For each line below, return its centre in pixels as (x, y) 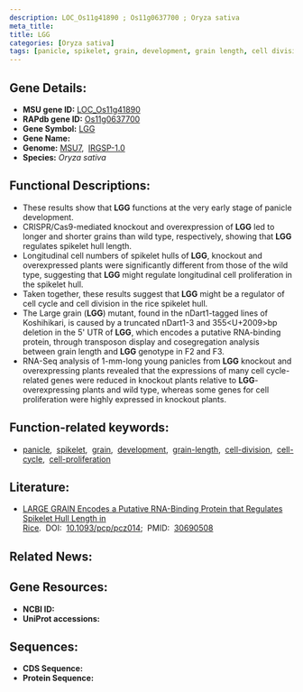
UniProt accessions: (61, 618)
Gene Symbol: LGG (59, 128)
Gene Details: (48, 88)
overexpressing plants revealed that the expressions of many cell (143, 370)
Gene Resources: (59, 587)
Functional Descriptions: (80, 186)
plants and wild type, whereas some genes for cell (175, 390)
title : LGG (30, 34)
